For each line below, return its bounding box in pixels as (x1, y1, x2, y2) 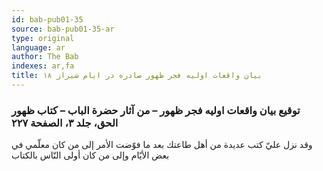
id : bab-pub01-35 (11, 14, 84, 25)
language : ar (11, 42, 66, 53)
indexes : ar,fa (11, 61, 75, 71)
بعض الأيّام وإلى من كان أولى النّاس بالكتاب (11, 149, 170, 161)
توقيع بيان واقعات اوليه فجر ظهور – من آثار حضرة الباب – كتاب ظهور (11, 103, 301, 117)
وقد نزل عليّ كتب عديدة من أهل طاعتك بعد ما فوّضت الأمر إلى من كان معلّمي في (11, 139, 313, 151)
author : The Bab (11, 52, 79, 62)
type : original (11, 33, 75, 43)
